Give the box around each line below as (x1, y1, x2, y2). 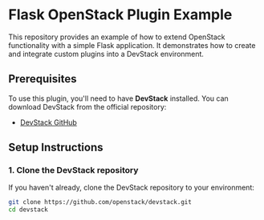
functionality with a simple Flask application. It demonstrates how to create (8, 40, 256, 50)
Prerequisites (8, 72, 77, 86)
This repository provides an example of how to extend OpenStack (8, 32, 226, 42)
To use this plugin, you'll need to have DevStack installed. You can (8, 94, 229, 103)
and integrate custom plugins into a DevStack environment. (8, 49, 205, 58)
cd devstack (8, 206, 48, 214)
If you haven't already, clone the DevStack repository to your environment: (8, 182, 254, 193)
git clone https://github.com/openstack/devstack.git (8, 198, 193, 206)
